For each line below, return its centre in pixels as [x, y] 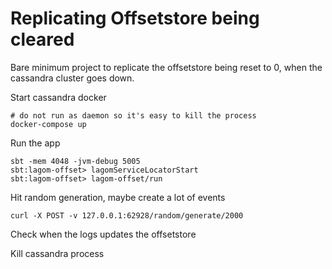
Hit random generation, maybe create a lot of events [118, 197]
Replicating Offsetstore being [135, 18]
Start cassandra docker [58, 97]
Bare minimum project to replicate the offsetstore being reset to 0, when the [166, 67]
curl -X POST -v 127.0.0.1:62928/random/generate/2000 [127, 215]
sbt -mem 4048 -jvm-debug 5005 [75, 161]
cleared [42, 39]
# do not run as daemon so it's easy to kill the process [133, 115]
